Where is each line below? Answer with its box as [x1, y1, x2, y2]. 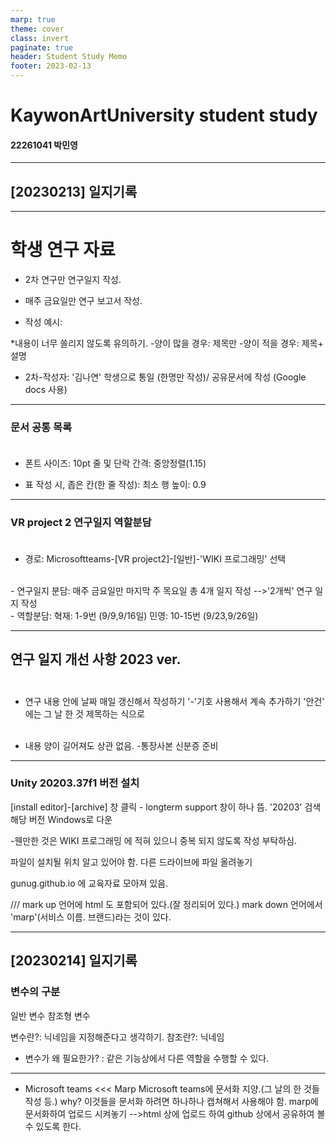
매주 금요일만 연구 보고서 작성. [24, 295, 143, 307]
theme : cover [10, 24, 65, 34]
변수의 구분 [10, 985, 61, 999]
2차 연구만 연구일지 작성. [24, 274, 122, 286]
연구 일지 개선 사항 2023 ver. [10, 651, 182, 668]
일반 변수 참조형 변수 [10, 1009, 91, 1021]
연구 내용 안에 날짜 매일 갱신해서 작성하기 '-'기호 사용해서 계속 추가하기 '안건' [24, 695, 325, 707]
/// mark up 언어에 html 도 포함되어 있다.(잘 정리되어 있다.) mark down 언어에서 [10, 898, 323, 910]
